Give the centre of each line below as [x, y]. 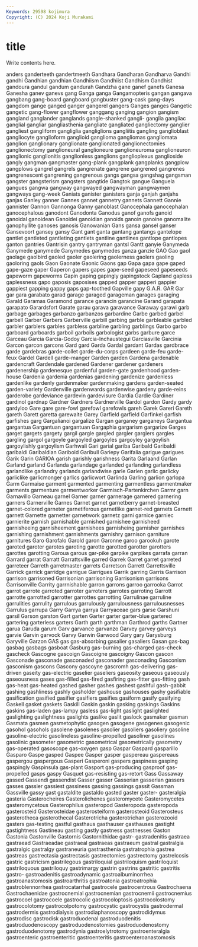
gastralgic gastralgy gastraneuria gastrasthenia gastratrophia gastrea [90, 849]
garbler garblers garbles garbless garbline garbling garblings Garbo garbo [97, 326]
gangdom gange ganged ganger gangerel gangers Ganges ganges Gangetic [99, 106]
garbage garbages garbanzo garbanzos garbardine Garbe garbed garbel [95, 314]
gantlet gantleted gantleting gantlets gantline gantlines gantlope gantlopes [97, 238]
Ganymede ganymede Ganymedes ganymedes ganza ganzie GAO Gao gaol [98, 251]
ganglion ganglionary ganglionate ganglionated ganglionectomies [86, 144]
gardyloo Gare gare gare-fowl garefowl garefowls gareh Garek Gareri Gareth [99, 408]
